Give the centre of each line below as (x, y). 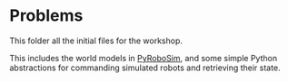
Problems (46, 16)
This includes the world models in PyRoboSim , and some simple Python (144, 58)
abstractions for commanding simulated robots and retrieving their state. (145, 68)
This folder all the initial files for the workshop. (96, 41)
